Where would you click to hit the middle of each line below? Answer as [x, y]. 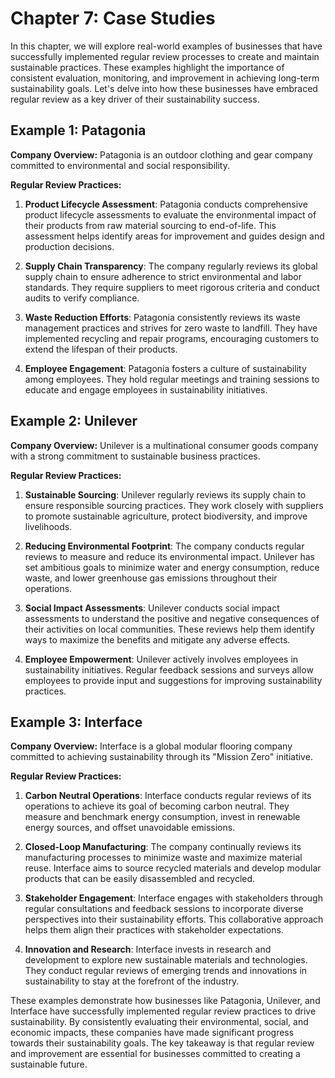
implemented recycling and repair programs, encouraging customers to [172, 338]
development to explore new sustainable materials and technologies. [166, 960]
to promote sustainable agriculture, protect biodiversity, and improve [166, 516]
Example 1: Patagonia [78, 130]
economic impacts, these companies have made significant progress [152, 1033]
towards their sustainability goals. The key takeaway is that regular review [162, 1043]
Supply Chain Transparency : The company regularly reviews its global [171, 266]
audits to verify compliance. [82, 298]
